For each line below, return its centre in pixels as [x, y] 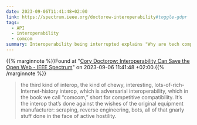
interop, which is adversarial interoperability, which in [124, 91]
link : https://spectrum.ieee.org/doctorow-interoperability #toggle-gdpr [97, 17]
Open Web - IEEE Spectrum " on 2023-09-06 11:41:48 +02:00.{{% [85, 67]
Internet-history [39, 91]
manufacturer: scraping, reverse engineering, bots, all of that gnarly [102, 110]
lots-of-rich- [169, 85]
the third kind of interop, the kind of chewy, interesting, [87, 85]
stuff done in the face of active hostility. [68, 116]
